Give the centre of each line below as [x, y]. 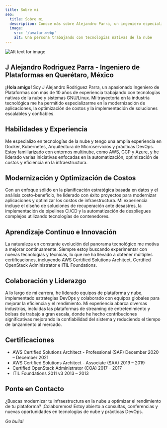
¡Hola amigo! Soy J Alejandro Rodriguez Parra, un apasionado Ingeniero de [82, 87]
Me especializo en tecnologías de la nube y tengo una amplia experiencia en [83, 141]
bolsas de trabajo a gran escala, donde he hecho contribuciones [71, 314]
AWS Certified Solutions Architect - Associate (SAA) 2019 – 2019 [79, 363]
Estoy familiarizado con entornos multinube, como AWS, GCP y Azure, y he [82, 152]
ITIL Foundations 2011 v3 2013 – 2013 [50, 373]
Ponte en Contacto [35, 389]
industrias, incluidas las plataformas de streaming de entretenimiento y [78, 309]
